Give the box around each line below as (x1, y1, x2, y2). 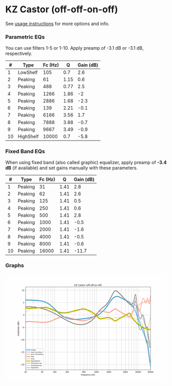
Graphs (5, 262, 24, 269)
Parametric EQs (5, 33, 45, 40)
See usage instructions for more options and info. (5, 21, 110, 27)
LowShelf (17, 69, 38, 75)
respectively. (5, 50, 32, 57)
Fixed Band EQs (5, 148, 45, 155)
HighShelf (17, 133, 39, 139)
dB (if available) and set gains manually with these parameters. (5, 165, 138, 171)
